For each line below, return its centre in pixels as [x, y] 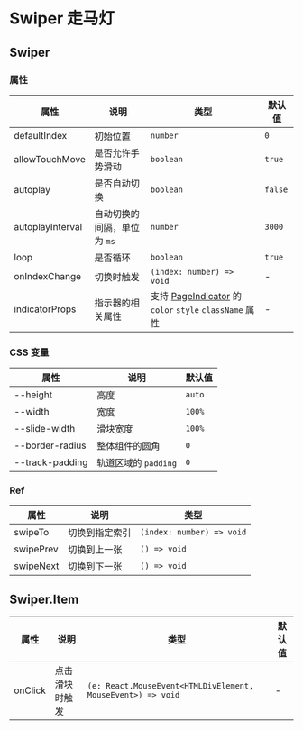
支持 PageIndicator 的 [196, 296]
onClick [30, 690]
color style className [197, 310]
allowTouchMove [50, 159]
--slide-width [45, 429]
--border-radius [50, 445]
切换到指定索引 [99, 533]
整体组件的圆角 [128, 446]
